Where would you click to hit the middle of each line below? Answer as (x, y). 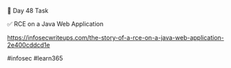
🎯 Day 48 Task (28, 11)
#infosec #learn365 (35, 58)
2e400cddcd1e (29, 45)
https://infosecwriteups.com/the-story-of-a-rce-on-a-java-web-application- (115, 37)
